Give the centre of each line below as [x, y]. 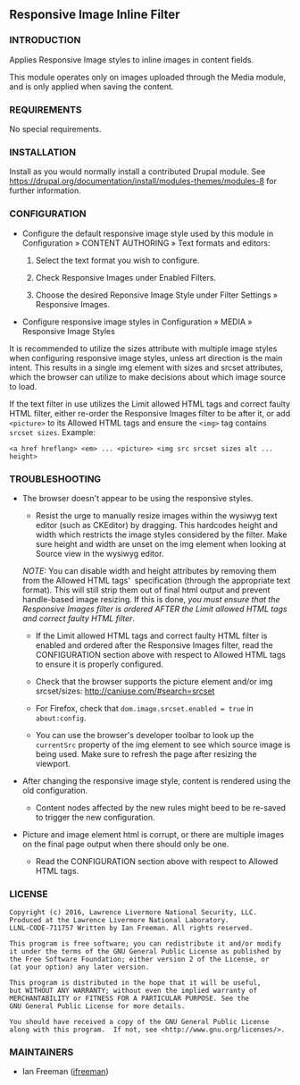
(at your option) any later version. [79, 967]
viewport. [53, 763]
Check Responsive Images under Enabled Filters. [126, 277]
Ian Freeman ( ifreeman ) [65, 1072]
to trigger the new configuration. [95, 817]
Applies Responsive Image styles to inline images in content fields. [132, 59]
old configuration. [54, 790]
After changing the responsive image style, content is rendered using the [156, 780]
